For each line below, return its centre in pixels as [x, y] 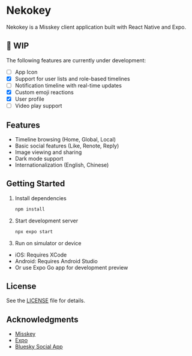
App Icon [26, 72]
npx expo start [34, 231]
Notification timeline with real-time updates [68, 85]
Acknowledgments [43, 319]
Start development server [46, 221]
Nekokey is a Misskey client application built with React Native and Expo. [96, 27]
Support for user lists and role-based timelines [72, 79]
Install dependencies [41, 198]
